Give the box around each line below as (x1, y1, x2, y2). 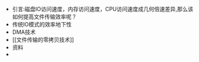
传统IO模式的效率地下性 (12, 21, 72, 28)
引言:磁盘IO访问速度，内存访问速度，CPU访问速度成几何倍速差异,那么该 (12, 6, 193, 12)
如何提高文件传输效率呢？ (12, 13, 77, 20)
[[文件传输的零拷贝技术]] (12, 36, 75, 43)
